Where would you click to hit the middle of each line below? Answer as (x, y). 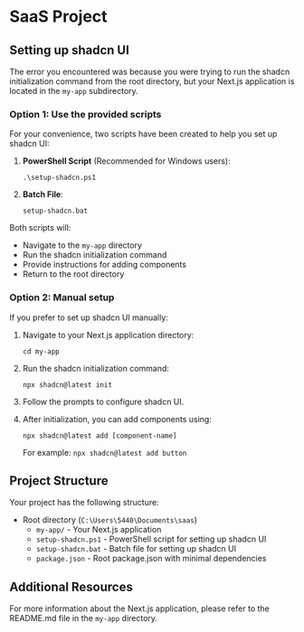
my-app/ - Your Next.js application (99, 530)
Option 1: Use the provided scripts (85, 114)
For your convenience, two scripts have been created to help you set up (143, 134)
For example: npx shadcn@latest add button (104, 452)
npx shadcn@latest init (67, 385)
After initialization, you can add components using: (117, 419)
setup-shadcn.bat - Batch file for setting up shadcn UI (136, 549)
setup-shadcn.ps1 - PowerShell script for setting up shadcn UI (151, 539)
